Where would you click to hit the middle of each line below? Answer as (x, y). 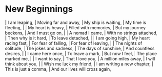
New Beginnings (39, 9)
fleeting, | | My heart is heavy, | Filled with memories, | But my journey (75, 27)
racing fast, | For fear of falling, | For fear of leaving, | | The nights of (74, 43)
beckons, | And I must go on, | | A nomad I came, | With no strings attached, (81, 33)
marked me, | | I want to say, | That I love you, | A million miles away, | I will (80, 58)
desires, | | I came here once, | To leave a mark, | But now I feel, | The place (81, 53)
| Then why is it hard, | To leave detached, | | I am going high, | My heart (78, 38)
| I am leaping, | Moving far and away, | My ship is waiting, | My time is (76, 22)
